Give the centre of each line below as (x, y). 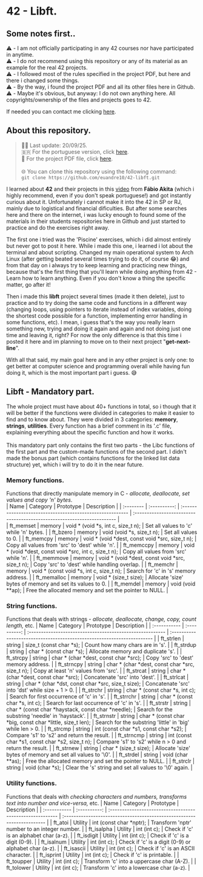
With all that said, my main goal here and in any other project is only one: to (100, 360)
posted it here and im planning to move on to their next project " (86, 341)
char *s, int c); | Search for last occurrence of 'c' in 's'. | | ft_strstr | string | (98, 703)
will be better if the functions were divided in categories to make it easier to (101, 413)
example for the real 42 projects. (47, 67)
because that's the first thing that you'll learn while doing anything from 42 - (101, 271)
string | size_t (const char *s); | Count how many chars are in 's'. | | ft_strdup (101, 645)
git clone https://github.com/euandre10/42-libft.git (90, 177)
